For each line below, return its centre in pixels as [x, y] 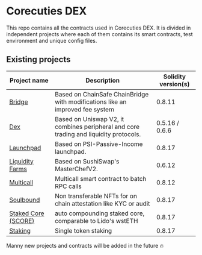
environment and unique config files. [52, 40]
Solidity [175, 77]
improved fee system [84, 109]
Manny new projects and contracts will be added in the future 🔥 [85, 245]
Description [103, 80]
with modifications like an [91, 102]
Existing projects [38, 59]
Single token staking [84, 230]
